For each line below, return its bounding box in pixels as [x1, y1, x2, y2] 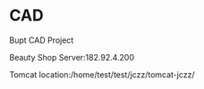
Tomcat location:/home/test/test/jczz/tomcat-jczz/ [9, 69, 195, 80]
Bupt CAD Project [9, 35, 74, 45]
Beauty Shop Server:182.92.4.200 [9, 52, 135, 62]
